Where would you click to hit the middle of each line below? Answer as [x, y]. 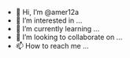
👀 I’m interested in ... [49, 20]
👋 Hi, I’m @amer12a [47, 12]
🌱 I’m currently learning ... [58, 29]
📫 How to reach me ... [52, 46]
